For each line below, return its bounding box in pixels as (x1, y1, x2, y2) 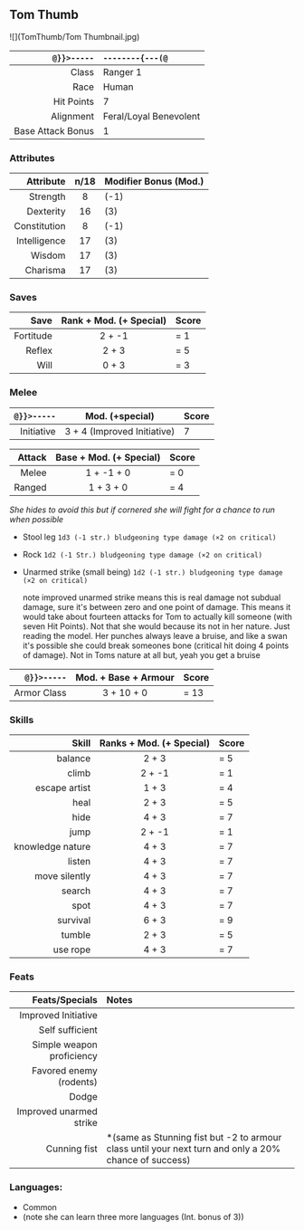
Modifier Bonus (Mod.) (104, 176, 204, 188)
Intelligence (16, 234, 66, 247)
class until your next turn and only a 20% (106, 1142, 281, 1155)
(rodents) (57, 1076, 98, 1089)
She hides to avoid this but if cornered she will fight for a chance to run (9, 504, 276, 515)
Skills (9, 713, 34, 726)
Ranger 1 (102, 65, 142, 78)
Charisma (24, 264, 66, 277)
